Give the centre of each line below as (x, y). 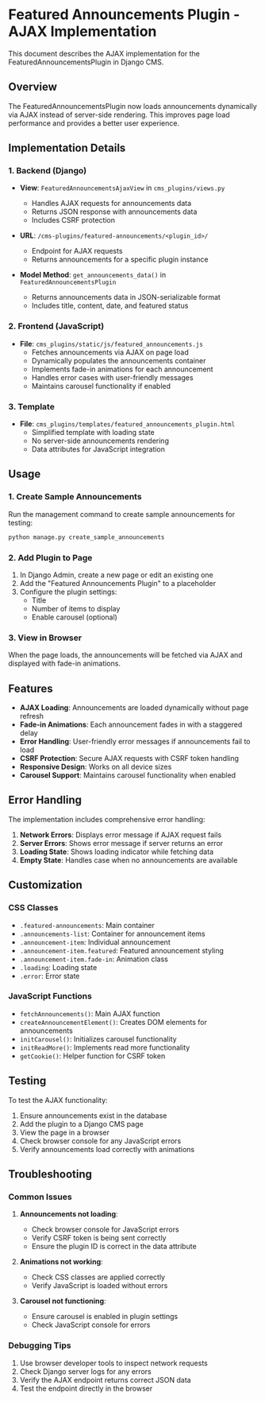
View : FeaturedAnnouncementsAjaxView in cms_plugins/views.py (122, 188)
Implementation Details (67, 148)
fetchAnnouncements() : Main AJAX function (90, 1013)
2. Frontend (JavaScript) (56, 326)
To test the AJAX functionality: (58, 1100)
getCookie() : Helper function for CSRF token (92, 1056)
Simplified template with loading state (93, 433)
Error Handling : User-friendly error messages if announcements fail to (135, 741)
